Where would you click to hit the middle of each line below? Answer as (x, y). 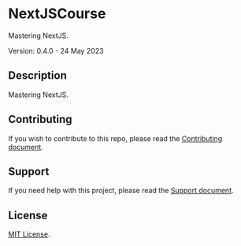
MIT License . (29, 234)
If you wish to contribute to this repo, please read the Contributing (115, 138)
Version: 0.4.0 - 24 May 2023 (56, 50)
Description (37, 76)
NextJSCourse (57, 14)
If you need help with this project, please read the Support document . (121, 191)
